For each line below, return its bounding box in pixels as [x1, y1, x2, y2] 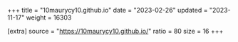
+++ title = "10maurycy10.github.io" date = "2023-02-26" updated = [7, 6, 208, 14]
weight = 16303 [26, 13, 72, 22]
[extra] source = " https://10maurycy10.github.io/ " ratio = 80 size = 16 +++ [7, 27, 224, 35]
